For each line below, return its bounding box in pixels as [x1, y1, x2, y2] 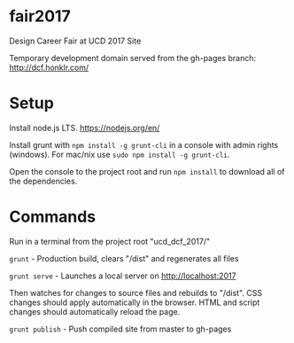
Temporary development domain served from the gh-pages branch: [9, 52, 257, 63]
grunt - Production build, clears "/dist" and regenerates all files [9, 253, 239, 263]
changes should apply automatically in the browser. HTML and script [9, 297, 260, 308]
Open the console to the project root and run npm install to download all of [9, 166, 285, 176]
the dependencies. [9, 175, 78, 186]
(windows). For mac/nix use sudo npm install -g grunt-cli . [9, 149, 230, 160]
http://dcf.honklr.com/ [9, 62, 89, 73]
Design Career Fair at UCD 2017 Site [9, 35, 142, 46]
